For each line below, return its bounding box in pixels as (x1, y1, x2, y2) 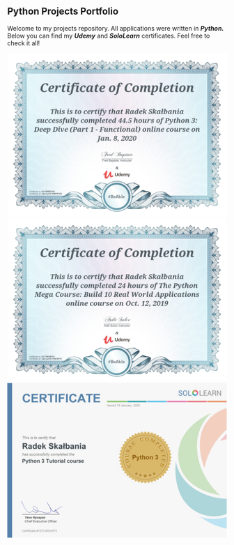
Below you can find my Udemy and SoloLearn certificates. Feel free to (7, 31, 210, 40)
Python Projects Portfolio (7, 6, 119, 17)
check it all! (7, 38, 40, 47)
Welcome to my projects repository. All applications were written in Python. (7, 24, 224, 32)
